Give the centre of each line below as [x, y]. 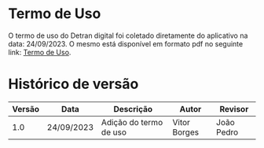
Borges [185, 132]
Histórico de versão [73, 84]
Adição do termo [132, 122]
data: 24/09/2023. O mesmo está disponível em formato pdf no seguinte [126, 43]
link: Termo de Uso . [40, 52]
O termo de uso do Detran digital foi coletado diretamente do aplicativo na [128, 35]
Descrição [133, 109]
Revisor [234, 109]
